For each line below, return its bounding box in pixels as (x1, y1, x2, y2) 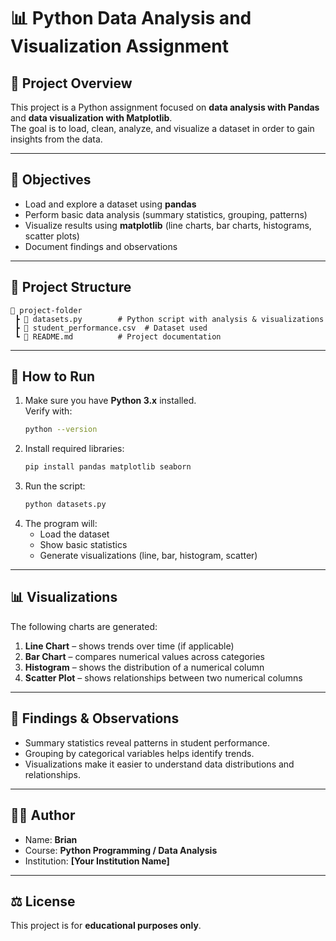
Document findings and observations (24, 240, 178, 252)
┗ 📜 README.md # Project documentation (14, 331, 222, 342)
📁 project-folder (10, 305, 83, 315)
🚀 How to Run (10, 368, 96, 385)
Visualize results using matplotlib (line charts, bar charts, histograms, (24, 219, 312, 231)
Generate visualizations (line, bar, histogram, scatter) (39, 550, 258, 562)
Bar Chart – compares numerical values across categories (24, 650, 266, 662)
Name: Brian (24, 833, 78, 845)
